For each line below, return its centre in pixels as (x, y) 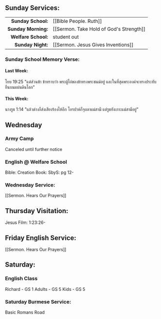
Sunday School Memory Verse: (42, 59)
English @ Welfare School (36, 162)
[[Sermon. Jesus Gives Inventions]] (93, 45)
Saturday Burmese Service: (38, 302)
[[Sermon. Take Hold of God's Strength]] (99, 29)
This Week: (17, 99)
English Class (21, 279)
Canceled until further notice (34, 149)
